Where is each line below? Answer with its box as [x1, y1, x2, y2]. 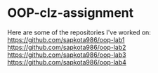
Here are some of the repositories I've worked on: [7, 28, 151, 36]
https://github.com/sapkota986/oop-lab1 [7, 35, 125, 44]
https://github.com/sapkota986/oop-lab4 [7, 58, 126, 66]
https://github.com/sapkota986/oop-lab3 [7, 51, 126, 59]
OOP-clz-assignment [7, 5, 134, 21]
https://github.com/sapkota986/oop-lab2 [7, 43, 126, 51]
